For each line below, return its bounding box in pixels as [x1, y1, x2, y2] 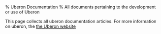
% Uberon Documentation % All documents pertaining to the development [5, 4, 156, 10]
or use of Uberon [5, 9, 40, 15]
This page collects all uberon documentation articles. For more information [5, 19, 157, 24]
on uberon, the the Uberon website [5, 23, 76, 29]
